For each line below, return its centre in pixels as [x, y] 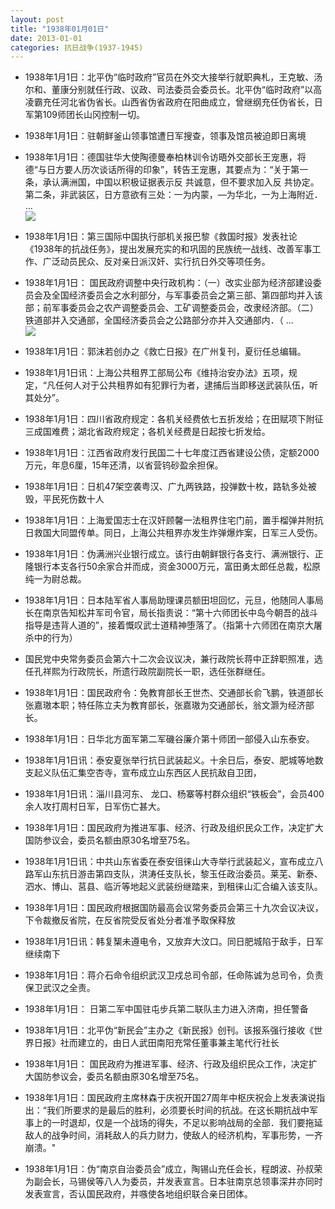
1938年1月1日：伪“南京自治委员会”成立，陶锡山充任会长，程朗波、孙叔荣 [173, 1169]
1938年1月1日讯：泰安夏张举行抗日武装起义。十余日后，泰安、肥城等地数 [174, 760]
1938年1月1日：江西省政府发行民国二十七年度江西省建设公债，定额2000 [172, 453]
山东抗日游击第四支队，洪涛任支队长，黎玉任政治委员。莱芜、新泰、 [182, 874]
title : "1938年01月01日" [60, 29]
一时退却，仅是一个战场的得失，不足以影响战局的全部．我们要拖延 [187, 1123]
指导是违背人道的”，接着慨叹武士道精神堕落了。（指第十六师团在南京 [164, 625]
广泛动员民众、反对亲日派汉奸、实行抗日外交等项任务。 [156, 262]
